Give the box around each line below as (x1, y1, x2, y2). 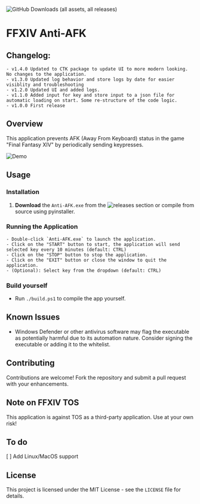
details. (6, 493, 24, 500)
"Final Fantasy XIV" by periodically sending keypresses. (6, 141, 144, 148)
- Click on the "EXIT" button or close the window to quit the (6, 257, 167, 263)
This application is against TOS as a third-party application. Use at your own (6, 413, 194, 420)
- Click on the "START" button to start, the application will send (6, 241, 180, 247)
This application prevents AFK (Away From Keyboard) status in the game (6, 134, 184, 142)
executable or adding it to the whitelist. (14, 340, 110, 348)
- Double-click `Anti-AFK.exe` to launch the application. (6, 236, 156, 242)
